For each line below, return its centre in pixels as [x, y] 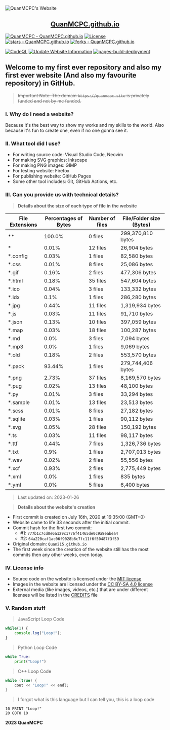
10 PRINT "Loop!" [24, 709]
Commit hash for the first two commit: [52, 528]
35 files [97, 280]
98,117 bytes [137, 435]
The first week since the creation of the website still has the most [80, 549]
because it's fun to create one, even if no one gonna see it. [67, 131]
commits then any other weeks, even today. [58, 555]
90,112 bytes [137, 419]
